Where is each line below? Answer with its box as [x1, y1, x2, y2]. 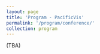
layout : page [6, 8, 39, 15]
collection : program [6, 25, 58, 32]
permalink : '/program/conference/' [6, 20, 95, 26]
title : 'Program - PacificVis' [6, 14, 84, 20]
